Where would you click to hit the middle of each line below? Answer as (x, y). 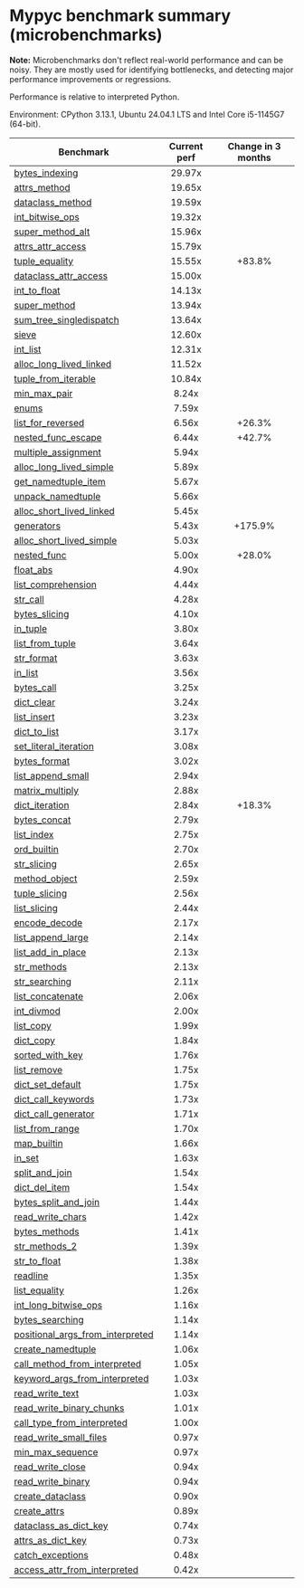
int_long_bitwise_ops (58, 1305)
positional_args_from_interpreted (84, 1334)
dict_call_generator (54, 1114)
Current (186, 146)
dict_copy (35, 1040)
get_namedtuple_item (60, 481)
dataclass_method (53, 202)
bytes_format (42, 761)
